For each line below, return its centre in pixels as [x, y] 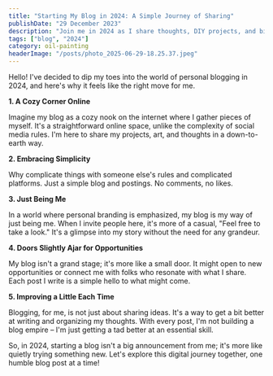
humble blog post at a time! [54, 363]
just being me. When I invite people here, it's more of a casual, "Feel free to [134, 223]
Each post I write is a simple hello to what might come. [100, 281]
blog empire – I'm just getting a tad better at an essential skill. [111, 330]
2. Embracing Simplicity [50, 159]
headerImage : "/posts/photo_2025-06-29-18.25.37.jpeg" [103, 54]
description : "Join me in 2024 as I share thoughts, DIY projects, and [132, 31]
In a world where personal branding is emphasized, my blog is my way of [131, 215]
